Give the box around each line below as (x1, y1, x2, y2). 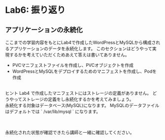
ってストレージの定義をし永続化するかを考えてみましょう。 (13, 96, 134, 102)
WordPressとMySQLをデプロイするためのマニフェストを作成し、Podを (12, 68, 157, 74)
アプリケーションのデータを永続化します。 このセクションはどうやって (9, 46, 153, 52)
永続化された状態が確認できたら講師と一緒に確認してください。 (5, 130, 134, 135)
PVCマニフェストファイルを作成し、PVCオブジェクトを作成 (12, 62, 134, 68)
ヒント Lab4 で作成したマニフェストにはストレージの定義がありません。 (5, 90, 152, 96)
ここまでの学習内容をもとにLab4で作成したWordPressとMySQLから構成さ (5, 40, 156, 45)
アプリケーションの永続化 (5, 26, 83, 34)
